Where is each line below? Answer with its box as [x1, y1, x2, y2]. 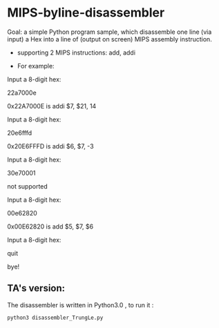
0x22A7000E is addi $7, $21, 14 [7, 102, 97, 110]
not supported [7, 182, 48, 191]
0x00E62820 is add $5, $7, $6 [7, 222, 94, 231]
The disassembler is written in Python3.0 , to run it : [7, 300, 154, 309]
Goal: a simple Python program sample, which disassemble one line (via [7, 28, 212, 36]
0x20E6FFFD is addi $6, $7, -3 [7, 142, 95, 150]
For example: [17, 61, 55, 70]
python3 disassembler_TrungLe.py [7, 314, 104, 321]
